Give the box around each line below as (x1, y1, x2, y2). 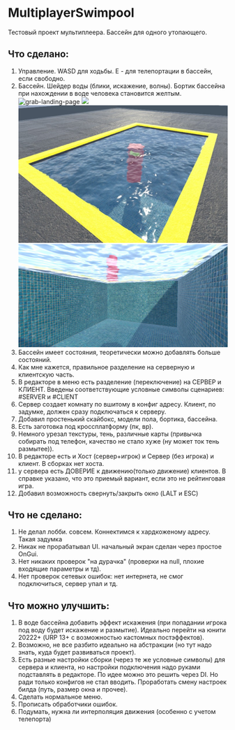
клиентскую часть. (17, 370, 75, 379)
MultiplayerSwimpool (8, 5, 135, 21)
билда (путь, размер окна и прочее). (17, 685, 128, 694)
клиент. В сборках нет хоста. (17, 459, 105, 467)
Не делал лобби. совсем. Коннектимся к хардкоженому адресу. (17, 527, 211, 536)
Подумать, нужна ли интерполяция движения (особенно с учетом (17, 708, 216, 716)
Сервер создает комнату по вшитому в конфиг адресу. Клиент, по (17, 400, 216, 408)
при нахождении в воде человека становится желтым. (17, 89, 182, 97)
